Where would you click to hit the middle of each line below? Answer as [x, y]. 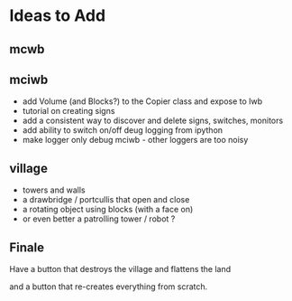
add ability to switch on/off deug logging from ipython [123, 130]
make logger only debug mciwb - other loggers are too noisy [135, 140]
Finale [27, 247]
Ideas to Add [58, 16]
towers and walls [54, 190]
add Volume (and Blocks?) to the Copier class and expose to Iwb [142, 101]
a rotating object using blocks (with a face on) [108, 210]
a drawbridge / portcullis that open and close [106, 200]
